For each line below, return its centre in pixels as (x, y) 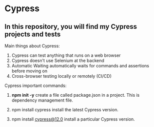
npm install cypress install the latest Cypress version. (65, 110)
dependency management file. (42, 100)
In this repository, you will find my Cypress (71, 27)
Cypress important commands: (36, 85)
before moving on (29, 71)
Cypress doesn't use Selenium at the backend (58, 61)
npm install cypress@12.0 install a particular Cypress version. (73, 119)
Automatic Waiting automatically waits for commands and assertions (80, 66)
